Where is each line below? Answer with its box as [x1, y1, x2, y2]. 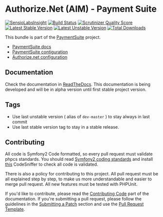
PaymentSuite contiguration [12, 49, 68, 55]
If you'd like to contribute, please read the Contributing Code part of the [5, 191, 149, 196]
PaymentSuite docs [12, 43, 52, 49]
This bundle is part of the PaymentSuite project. [5, 34, 101, 40]
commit [12, 119, 28, 125]
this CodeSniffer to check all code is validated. [5, 161, 98, 167]
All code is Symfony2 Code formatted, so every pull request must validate [5, 151, 153, 157]
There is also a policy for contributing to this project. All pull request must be [5, 171, 159, 177]
